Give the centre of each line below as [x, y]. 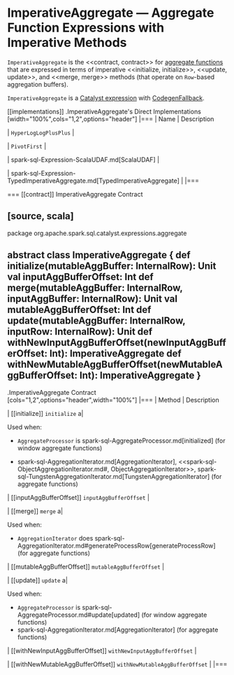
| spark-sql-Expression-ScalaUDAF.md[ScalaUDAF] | [83, 160]
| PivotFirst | [27, 146]
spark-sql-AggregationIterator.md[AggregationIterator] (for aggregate [118, 629]
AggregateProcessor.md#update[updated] [79, 615]
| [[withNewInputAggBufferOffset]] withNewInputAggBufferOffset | [102, 650]
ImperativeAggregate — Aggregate [111, 13]
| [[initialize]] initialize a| [45, 413]
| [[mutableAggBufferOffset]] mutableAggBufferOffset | [86, 566]
